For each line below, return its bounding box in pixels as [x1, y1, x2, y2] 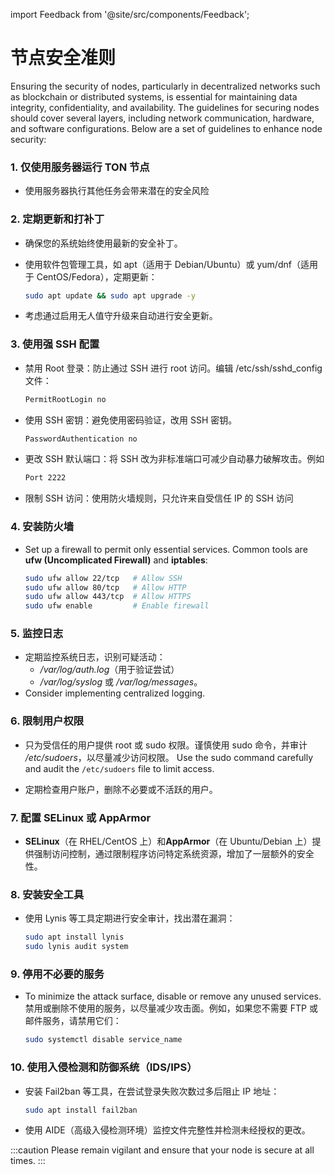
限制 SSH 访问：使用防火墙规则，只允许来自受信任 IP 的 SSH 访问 [24, 492, 294, 504]
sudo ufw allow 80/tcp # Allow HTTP [24, 582, 187, 593]
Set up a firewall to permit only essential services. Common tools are [24, 543, 308, 555]
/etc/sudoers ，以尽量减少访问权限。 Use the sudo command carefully [24, 751, 314, 763]
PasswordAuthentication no [24, 434, 138, 444]
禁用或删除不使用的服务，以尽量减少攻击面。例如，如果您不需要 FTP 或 [24, 1002, 318, 1014]
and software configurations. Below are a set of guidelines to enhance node [10, 122, 323, 134]
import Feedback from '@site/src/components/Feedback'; [10, 9, 250, 20]
